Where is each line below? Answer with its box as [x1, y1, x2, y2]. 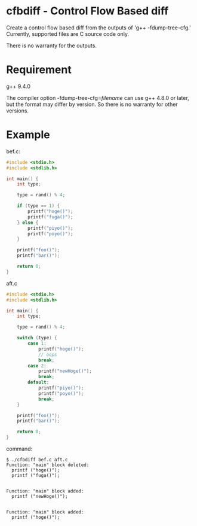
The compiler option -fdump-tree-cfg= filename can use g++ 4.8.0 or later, [6, 94, 189, 101]
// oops [38, 351, 58, 357]
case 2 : [27, 363, 47, 369]
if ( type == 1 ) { [17, 203, 60, 209]
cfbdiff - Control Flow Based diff [6, 4, 169, 18]
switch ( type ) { [17, 335, 58, 341]
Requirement [6, 63, 72, 77]
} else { [17, 220, 39, 226]
